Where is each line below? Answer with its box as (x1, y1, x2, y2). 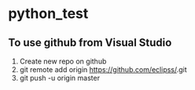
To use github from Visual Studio (8, 36, 172, 49)
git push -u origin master (19, 74, 101, 82)
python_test (8, 5, 89, 23)
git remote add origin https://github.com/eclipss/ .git (19, 65, 187, 74)
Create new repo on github (19, 56, 107, 66)
